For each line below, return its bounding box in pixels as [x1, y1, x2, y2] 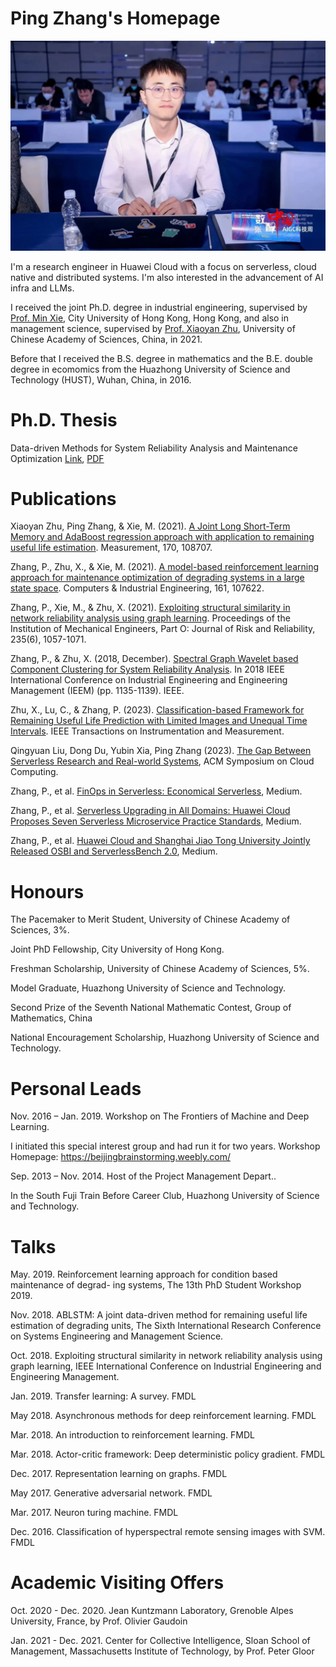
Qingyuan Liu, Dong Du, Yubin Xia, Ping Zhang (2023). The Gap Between [10, 745, 312, 757]
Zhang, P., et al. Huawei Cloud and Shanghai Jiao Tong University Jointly [10, 835, 311, 847]
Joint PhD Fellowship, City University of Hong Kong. [10, 943, 225, 956]
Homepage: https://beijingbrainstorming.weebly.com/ [10, 1151, 231, 1163]
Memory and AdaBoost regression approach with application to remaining [10, 531, 315, 543]
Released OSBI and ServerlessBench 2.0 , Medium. [10, 845, 218, 857]
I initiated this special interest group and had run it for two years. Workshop [10, 1140, 321, 1152]
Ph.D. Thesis [10, 408, 118, 431]
